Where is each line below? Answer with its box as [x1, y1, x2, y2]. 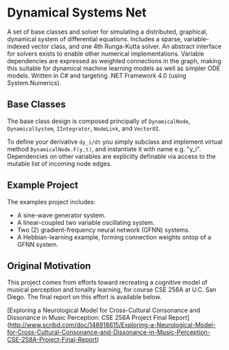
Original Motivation [7, 260, 91, 272]
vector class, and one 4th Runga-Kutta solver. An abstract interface [31, 42, 221, 50]
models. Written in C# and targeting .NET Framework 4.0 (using [7, 71, 186, 80]
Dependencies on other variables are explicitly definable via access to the [7, 152, 216, 160]
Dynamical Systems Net [7, 5, 147, 21]
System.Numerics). [7, 78, 62, 87]
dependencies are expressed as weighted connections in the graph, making [7, 56, 221, 65]
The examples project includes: [7, 197, 96, 206]
